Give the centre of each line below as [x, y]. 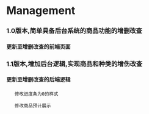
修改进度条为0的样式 [36, 94]
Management [41, 11]
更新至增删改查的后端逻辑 [38, 79]
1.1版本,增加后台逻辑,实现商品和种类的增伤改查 [74, 63]
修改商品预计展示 [33, 105]
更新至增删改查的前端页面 [38, 46]
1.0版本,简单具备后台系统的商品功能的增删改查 [74, 31]
